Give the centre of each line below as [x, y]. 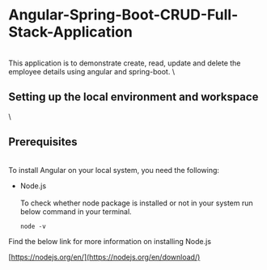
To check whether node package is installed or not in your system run [136, 203]
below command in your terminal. [76, 211]
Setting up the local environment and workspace [133, 97]
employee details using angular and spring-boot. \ [92, 71]
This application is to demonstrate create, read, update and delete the [125, 63]
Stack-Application [71, 32]
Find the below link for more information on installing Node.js [110, 241]
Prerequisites [43, 142]
